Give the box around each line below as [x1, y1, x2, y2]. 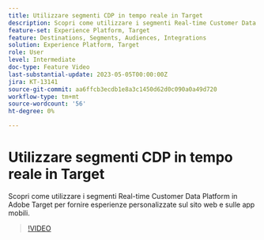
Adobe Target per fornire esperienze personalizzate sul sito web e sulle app [8, 200, 255, 209]
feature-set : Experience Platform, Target [8, 26, 150, 34]
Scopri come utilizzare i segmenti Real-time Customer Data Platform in [8, 191, 238, 200]
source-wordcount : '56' [8, 100, 87, 108]
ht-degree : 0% [8, 108, 55, 116]
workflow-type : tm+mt [8, 93, 80, 101]
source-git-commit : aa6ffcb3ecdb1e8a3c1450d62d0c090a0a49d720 [8, 85, 217, 93]
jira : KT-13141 [8, 78, 58, 86]
